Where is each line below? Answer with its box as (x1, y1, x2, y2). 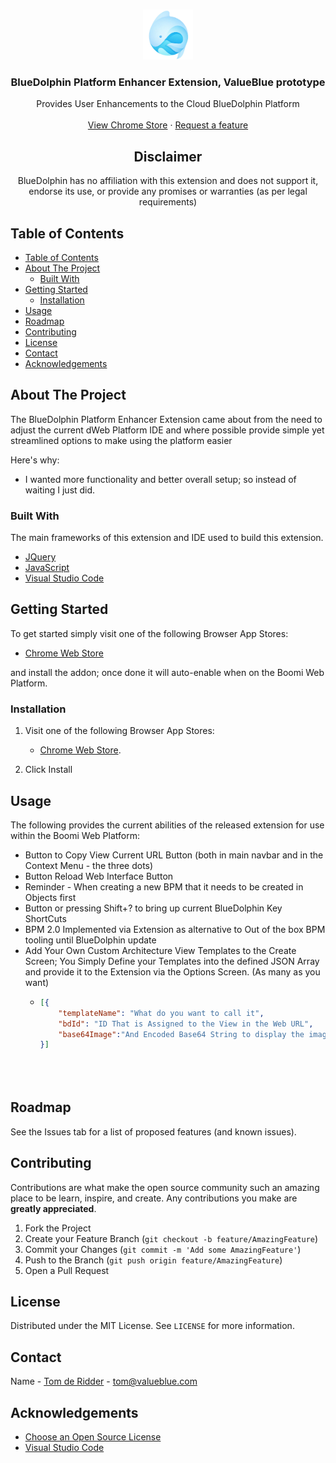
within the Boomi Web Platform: (10, 829, 140, 841)
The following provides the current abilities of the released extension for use (10, 819, 325, 831)
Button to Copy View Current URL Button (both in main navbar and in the (24, 849, 324, 861)
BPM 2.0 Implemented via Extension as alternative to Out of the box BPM (24, 923, 326, 935)
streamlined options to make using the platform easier (10, 434, 233, 446)
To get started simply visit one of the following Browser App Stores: (10, 627, 289, 639)
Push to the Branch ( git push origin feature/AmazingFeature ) (24, 1254, 283, 1266)
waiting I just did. (24, 484, 96, 496)
